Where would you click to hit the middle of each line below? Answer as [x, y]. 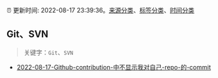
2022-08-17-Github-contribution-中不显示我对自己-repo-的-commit [114, 67]
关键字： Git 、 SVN [48, 52]
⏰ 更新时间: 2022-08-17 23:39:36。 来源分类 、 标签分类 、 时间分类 [101, 10]
